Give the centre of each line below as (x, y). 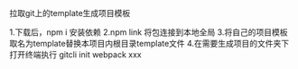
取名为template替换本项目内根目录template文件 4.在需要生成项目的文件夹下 (149, 43)
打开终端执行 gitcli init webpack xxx (75, 55)
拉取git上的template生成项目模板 (70, 13)
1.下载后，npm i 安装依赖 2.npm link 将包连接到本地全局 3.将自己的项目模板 (149, 32)
